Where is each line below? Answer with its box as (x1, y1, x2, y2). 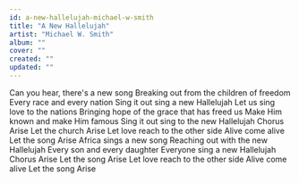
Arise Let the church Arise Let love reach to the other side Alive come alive (9, 125, 285, 136)
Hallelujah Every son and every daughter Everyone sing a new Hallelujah (9, 144, 277, 154)
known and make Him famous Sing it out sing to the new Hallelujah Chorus (9, 115, 285, 126)
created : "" (9, 54, 54, 63)
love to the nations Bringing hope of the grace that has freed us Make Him (9, 106, 283, 117)
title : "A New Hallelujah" (9, 21, 110, 30)
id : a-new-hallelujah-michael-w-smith (9, 12, 154, 22)
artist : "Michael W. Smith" (9, 29, 115, 38)
